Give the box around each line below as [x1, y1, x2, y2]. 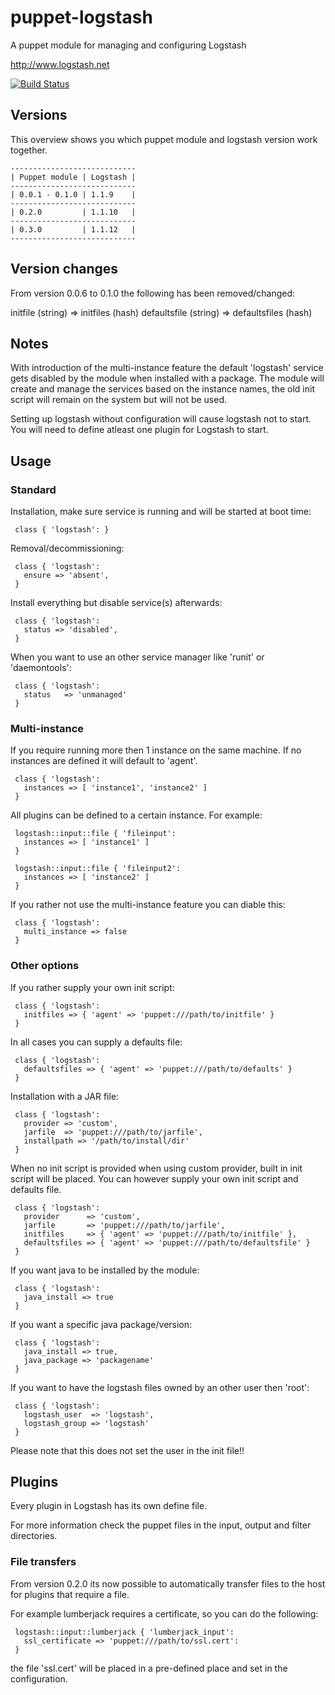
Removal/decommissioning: [10, 542, 125, 555]
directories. [10, 1530, 58, 1542]
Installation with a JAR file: [10, 1090, 120, 1102]
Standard [10, 482, 57, 496]
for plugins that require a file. [10, 1588, 130, 1600]
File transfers [10, 1555, 77, 1569]
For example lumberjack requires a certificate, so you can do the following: [10, 1607, 319, 1620]
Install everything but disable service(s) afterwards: [10, 597, 223, 609]
